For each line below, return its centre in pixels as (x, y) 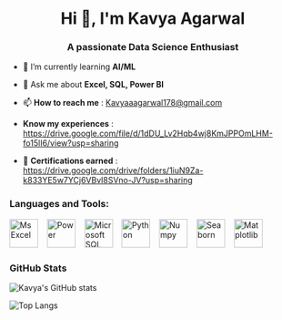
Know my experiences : (68, 124)
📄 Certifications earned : (70, 161)
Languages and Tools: (59, 204)
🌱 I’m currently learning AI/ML (79, 67)
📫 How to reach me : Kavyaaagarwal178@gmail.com (122, 103)
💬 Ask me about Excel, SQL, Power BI (93, 85)
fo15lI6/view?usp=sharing (70, 143)
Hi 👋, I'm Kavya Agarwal (153, 19)
